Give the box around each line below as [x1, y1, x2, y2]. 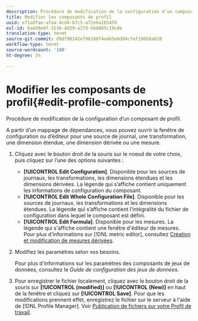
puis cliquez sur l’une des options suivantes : [14, 157, 124, 164]
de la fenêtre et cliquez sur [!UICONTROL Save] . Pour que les [14, 290, 165, 297]
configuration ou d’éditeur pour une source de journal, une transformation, [6, 133, 187, 140]
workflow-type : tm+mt [6, 42, 60, 48]
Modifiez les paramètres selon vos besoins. [14, 248, 121, 255]
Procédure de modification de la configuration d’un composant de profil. [6, 115, 181, 122]
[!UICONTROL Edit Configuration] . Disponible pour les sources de [23, 168, 186, 175]
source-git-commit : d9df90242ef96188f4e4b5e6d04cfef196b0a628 [6, 36, 162, 42]
